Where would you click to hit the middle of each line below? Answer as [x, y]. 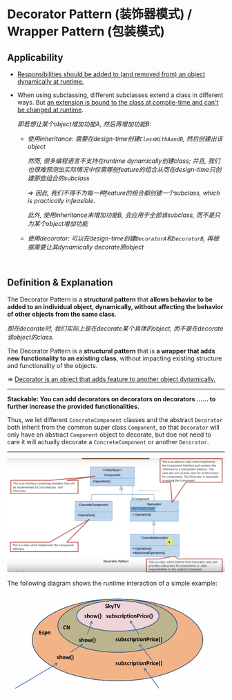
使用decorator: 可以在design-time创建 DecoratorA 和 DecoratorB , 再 [120, 238]
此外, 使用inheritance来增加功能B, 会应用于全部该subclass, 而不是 [121, 215]
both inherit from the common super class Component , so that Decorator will [113, 427]
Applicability [35, 57]
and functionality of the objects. [52, 365]
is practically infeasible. [61, 201]
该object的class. [30, 337]
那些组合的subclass [61, 178]
